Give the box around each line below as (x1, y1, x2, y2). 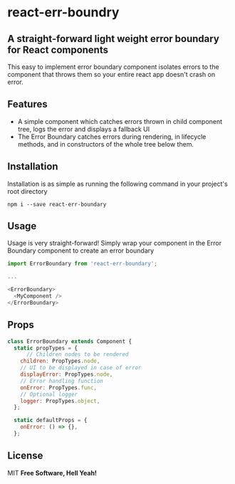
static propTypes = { (14, 344, 78, 352)
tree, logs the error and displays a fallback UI (17, 125, 150, 133)
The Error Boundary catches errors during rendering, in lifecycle (17, 132, 207, 141)
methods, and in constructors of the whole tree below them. (17, 140, 194, 148)
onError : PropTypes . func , (20, 384, 98, 391)
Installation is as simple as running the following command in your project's (7, 179, 228, 188)
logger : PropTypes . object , (20, 397, 100, 404)
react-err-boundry (7, 4, 120, 21)
